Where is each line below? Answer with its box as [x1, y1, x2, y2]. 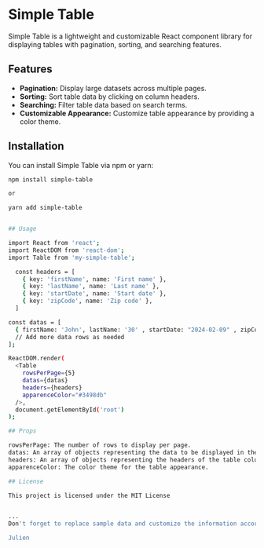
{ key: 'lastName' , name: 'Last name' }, [22, 283, 159, 290]
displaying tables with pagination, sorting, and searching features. [8, 39, 222, 49]
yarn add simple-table [8, 204, 82, 212]
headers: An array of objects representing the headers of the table [8, 455, 241, 464]
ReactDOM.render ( [8, 355, 65, 363]
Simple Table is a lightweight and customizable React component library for [8, 31, 253, 41]
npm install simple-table [8, 175, 93, 184]
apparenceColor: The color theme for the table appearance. [8, 463, 210, 471]
